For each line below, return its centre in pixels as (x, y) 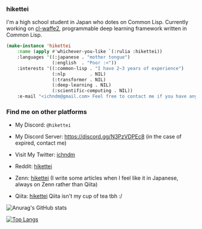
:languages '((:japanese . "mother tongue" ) (74, 57)
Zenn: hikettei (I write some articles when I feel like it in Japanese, (96, 178)
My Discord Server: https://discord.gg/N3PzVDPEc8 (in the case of (98, 137)
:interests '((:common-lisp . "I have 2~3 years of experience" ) (101, 68)
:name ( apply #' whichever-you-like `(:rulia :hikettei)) (90, 52)
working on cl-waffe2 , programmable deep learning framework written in (97, 28)
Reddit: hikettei (33, 166)
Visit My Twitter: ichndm (45, 155)
